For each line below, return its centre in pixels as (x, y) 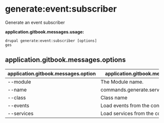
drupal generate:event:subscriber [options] (51, 41)
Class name (114, 97)
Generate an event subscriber (35, 22)
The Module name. (122, 82)
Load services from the (127, 113)
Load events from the (125, 105)
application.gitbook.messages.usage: (45, 32)
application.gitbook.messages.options (65, 60)
